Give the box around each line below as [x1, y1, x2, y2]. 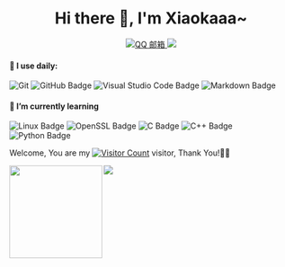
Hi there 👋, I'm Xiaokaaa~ [54, 8, 248, 29]
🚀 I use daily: [9, 60, 58, 71]
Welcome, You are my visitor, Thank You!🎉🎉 [9, 147, 231, 158]
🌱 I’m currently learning [9, 101, 99, 111]
